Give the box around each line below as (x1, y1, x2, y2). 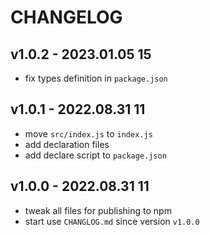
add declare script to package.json (24, 149, 167, 161)
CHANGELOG (10, 6, 123, 29)
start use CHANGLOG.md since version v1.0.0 (24, 215, 200, 227)
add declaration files (24, 138, 110, 150)
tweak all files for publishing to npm (24, 204, 172, 216)
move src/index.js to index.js (24, 127, 153, 140)
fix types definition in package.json (24, 72, 168, 84)
